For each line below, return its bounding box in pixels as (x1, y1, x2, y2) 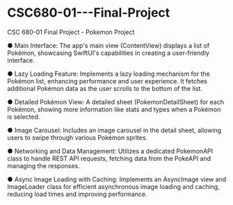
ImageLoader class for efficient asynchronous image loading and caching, (7, 182, 220, 190)
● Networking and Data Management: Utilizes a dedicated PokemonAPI (7, 147, 214, 155)
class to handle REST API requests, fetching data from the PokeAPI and (7, 154, 211, 163)
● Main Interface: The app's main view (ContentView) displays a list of (7, 41, 210, 49)
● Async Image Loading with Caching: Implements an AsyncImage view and (7, 175, 227, 183)
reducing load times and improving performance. (7, 190, 147, 198)
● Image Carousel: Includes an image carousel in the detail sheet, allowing (7, 126, 222, 134)
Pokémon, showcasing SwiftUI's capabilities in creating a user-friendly (7, 49, 210, 57)
